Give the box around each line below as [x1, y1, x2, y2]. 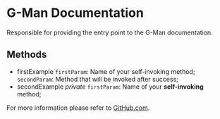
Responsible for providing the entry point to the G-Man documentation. [6, 28, 213, 37]
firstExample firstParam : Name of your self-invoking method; [16, 67, 195, 75]
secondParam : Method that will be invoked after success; [16, 75, 179, 83]
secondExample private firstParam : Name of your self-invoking [16, 82, 204, 91]
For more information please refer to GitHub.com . [6, 104, 150, 112]
